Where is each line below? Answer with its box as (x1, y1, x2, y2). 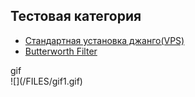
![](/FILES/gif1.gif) (10, 75, 83, 87)
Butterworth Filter (24, 45, 98, 57)
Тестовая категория (10, 8, 142, 25)
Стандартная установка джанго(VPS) (24, 34, 185, 46)
